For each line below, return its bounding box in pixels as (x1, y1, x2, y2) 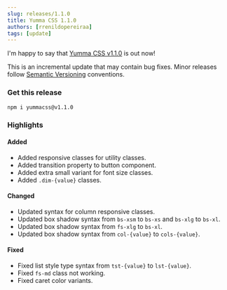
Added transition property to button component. (17, 161, 156, 169)
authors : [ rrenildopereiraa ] (7, 23, 92, 30)
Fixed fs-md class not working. (17, 268, 106, 277)
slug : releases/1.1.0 (7, 10, 71, 18)
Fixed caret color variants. (17, 276, 93, 284)
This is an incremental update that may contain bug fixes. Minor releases (7, 62, 217, 71)
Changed (7, 192, 35, 200)
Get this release (7, 88, 62, 98)
